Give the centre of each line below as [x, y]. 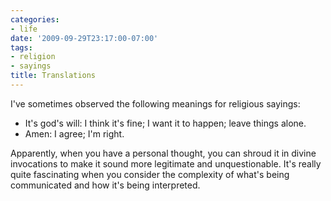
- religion [33, 57]
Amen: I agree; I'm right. [74, 133]
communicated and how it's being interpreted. [105, 185]
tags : [21, 47]
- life [24, 29]
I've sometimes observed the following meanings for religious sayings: [155, 103]
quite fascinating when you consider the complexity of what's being [150, 174]
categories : [35, 19]
